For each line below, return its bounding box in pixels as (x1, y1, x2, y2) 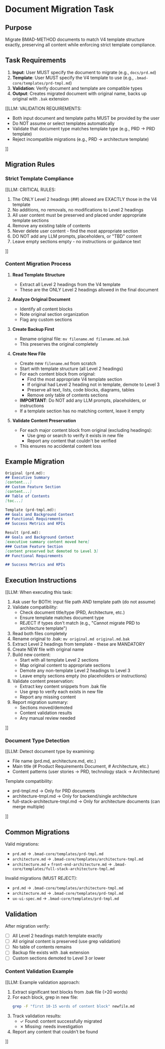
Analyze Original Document (12, 296, 71, 302)
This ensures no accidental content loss (19, 443, 102, 449)
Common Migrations (5, 828, 70, 836)
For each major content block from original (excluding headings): (19, 427, 153, 433)
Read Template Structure (12, 272, 65, 278)
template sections (12, 217, 49, 223)
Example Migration (5, 458, 64, 466)
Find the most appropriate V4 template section (27, 376, 122, 382)
